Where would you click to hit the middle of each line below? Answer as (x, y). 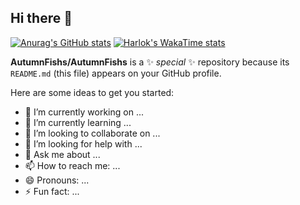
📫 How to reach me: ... (72, 165)
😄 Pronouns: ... (57, 180)
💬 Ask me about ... (62, 154)
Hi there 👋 (41, 18)
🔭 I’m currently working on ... (84, 112)
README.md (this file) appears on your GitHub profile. (116, 73)
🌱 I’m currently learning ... (78, 122)
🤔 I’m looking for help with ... (83, 143)
